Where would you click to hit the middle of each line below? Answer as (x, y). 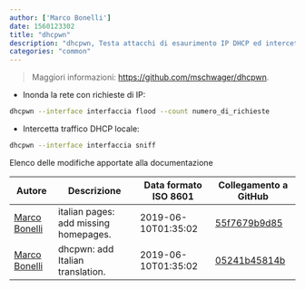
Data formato (173, 185)
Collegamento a (253, 185)
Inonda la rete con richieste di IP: (84, 95)
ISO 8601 (173, 196)
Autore (32, 190)
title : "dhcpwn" (40, 34)
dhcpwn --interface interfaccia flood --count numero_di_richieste (140, 111)
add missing (84, 223)
